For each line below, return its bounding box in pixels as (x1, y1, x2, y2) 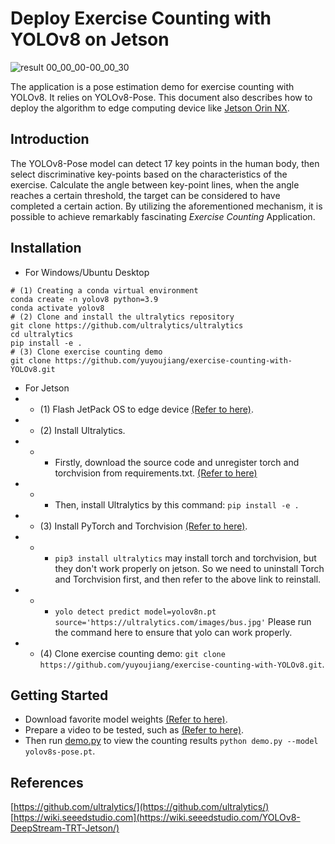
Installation (10, 240, 82, 257)
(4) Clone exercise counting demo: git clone (39, 647, 226, 659)
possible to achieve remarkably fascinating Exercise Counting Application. (10, 210, 316, 222)
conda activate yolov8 (10, 303, 105, 313)
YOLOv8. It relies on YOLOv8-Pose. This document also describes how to (10, 91, 313, 103)
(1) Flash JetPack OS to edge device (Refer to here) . (39, 403, 254, 415)
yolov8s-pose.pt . (24, 745, 96, 757)
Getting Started (10, 687, 109, 704)
